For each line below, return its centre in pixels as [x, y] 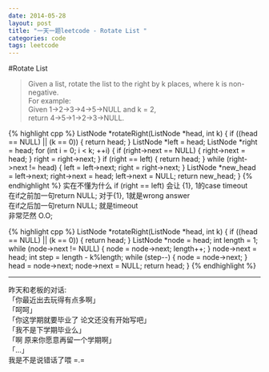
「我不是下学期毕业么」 [47, 330]
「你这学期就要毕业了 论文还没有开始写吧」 [79, 320]
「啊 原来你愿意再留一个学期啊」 [62, 340]
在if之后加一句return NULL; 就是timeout [73, 206]
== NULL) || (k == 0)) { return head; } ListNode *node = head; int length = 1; [133, 241]
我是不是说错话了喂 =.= [47, 360]
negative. [43, 92]
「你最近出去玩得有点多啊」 [54, 300]
